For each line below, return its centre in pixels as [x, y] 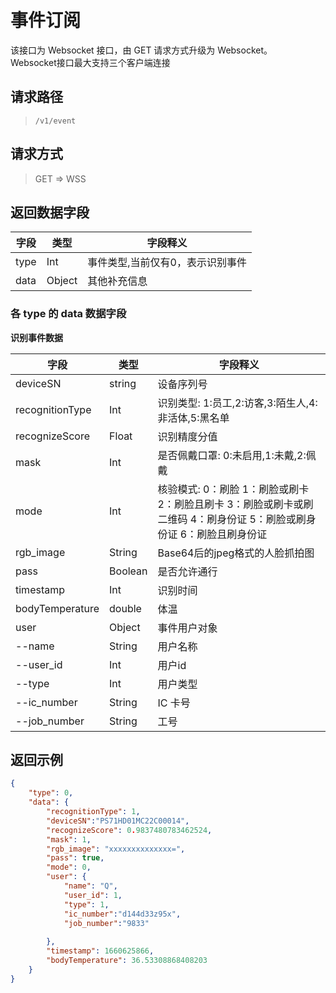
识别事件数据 [36, 337]
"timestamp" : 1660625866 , [100, 951]
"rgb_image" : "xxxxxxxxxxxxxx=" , [116, 849]
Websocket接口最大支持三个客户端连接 [90, 62]
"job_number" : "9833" [106, 923]
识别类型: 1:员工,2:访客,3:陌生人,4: [237, 403]
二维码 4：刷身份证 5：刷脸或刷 [232, 519]
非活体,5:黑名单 [193, 418]
